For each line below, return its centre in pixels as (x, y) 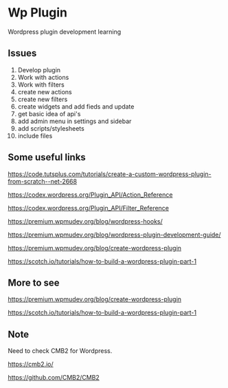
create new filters (43, 99)
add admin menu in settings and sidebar (75, 121)
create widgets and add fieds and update (76, 106)
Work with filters (41, 85)
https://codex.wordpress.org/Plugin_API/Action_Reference (90, 195)
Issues (22, 53)
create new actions (45, 91)
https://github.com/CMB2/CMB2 (54, 378)
